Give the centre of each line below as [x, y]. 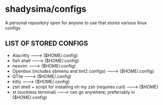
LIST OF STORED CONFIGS [47, 44]
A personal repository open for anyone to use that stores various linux [76, 23]
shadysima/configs [46, 9]
